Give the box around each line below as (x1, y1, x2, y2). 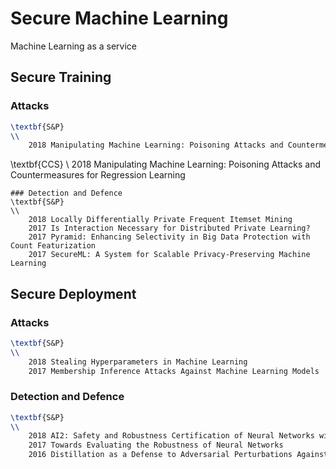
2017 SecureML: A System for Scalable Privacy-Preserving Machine (28, 250, 311, 260)
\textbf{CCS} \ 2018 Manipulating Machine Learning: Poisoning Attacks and (10, 158, 321, 171)
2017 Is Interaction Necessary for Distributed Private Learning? (28, 223, 311, 234)
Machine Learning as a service (10, 40, 138, 52)
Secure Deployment (10, 285, 137, 302)
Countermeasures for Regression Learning (10, 169, 186, 181)
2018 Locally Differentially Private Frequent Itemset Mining (28, 215, 293, 225)
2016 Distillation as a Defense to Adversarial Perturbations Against (28, 450, 329, 460)
